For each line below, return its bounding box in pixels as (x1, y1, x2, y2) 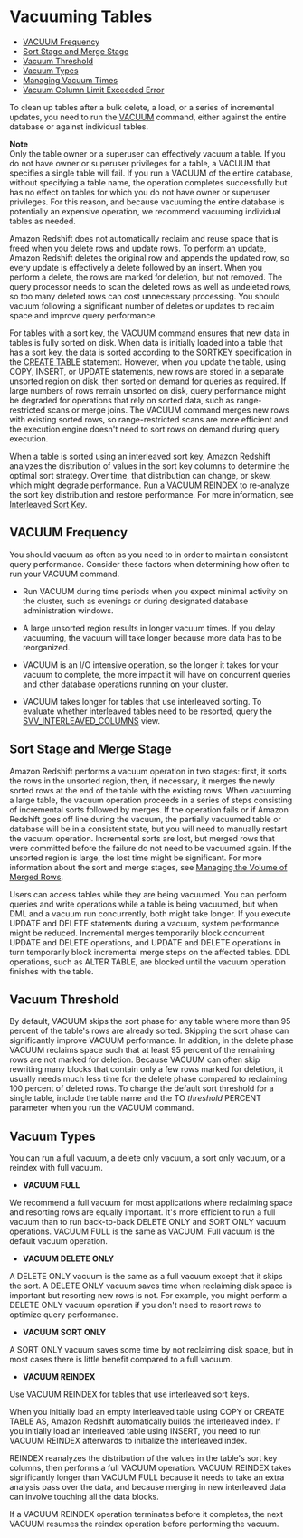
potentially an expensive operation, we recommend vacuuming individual (9, 205, 282, 216)
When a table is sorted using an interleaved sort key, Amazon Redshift (9, 451, 271, 461)
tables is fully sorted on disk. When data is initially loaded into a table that (9, 337, 283, 347)
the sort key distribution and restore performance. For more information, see (9, 489, 294, 499)
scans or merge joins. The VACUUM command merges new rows (47, 404, 289, 415)
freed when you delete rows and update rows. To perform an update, (9, 242, 267, 253)
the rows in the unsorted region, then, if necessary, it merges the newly (9, 775, 276, 786)
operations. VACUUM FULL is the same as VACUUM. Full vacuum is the (9, 1226, 276, 1237)
